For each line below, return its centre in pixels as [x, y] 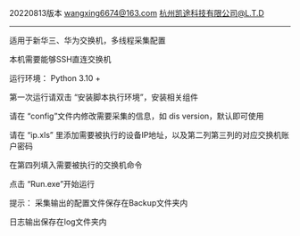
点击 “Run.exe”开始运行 [52, 184]
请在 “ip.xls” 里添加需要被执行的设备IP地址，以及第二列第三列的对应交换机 [146, 135]
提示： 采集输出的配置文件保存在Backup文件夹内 [99, 203]
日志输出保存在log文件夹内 [58, 222]
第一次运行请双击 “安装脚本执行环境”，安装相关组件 [104, 97]
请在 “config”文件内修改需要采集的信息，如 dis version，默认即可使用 [137, 116]
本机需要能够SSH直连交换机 [60, 59]
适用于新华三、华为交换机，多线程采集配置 [87, 40]
